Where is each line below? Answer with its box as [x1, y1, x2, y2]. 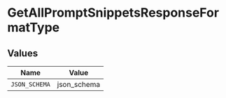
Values [7, 47, 38, 59]
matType [7, 19, 60, 35]
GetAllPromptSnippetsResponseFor [7, 5, 219, 21]
